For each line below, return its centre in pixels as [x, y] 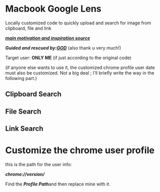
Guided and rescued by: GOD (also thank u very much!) [63, 48]
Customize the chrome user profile [80, 150]
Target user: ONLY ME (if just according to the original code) [68, 57]
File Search [23, 111]
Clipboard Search [33, 94]
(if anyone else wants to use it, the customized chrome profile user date [80, 67]
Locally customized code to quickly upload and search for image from [78, 23]
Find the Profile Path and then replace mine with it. [58, 184]
